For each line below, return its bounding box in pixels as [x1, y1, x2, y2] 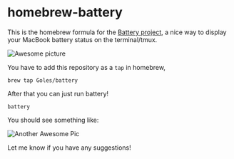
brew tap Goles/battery [7, 76, 78, 84]
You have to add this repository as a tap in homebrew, [7, 63, 166, 71]
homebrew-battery [7, 4, 123, 21]
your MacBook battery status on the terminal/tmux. [7, 35, 158, 43]
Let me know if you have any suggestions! [7, 143, 131, 152]
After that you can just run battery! [7, 89, 109, 98]
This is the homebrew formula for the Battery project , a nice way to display [7, 28, 227, 36]
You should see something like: [7, 116, 99, 124]
